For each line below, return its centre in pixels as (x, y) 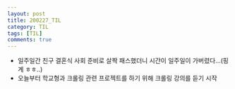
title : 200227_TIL (34, 20)
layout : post (26, 14)
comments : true (30, 40)
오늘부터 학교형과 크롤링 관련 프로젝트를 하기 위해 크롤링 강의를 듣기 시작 (117, 78)
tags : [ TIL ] (25, 33)
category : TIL (28, 27)
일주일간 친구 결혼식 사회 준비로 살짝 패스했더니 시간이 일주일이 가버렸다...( (120, 61)
